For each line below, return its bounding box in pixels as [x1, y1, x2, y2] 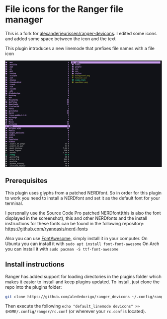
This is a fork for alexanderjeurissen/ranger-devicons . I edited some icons [5, 30, 157, 36]
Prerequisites [5, 177, 48, 185]
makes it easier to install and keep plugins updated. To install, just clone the [5, 279, 160, 285]
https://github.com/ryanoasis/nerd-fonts [5, 226, 88, 232]
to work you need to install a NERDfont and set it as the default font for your [5, 195, 161, 201]
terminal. [5, 200, 23, 206]
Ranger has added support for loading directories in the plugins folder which [5, 273, 162, 279]
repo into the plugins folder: [5, 284, 62, 290]
